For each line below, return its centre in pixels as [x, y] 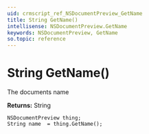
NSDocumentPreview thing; [44, 118]
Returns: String [29, 105]
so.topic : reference [37, 39]
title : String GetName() [43, 20]
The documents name [38, 92]
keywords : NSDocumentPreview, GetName [62, 33]
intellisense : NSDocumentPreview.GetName [67, 26]
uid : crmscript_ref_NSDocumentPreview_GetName [75, 13]
